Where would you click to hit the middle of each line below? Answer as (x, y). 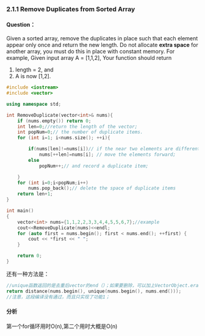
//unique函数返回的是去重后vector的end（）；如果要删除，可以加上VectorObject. (99, 285)
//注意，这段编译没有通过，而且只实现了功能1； (58, 297)
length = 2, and (34, 70)
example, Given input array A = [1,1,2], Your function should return (89, 58)
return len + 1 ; (35, 194)
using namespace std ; (34, 104)
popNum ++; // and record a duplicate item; (94, 166)
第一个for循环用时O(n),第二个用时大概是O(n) (62, 326)
